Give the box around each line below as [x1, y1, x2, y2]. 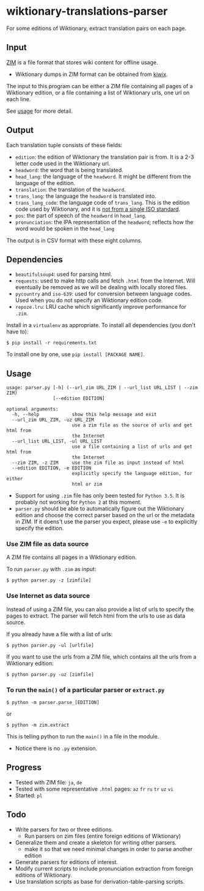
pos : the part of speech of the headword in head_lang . [15, 211, 147, 219]
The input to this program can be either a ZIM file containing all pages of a [6, 82, 194, 89]
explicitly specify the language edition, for [71, 471, 192, 477]
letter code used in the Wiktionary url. [15, 159, 111, 167]
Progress [6, 762, 42, 773]
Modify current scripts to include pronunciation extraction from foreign [15, 865, 194, 872]
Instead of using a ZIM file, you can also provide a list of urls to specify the [6, 605, 194, 613]
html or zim [71, 481, 103, 488]
